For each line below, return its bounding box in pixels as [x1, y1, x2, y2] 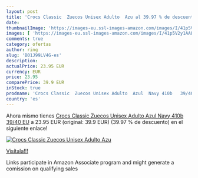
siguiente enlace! [6, 125, 48, 132]
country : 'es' [6, 96, 41, 102]
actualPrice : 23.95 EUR [6, 63, 65, 69]
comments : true [6, 36, 44, 42]
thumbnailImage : [6, 25, 46, 31]
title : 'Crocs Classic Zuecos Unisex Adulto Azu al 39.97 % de [6, 14, 170, 20]
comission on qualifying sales [6, 165, 78, 172]
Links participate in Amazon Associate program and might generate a [6, 159, 174, 166]
